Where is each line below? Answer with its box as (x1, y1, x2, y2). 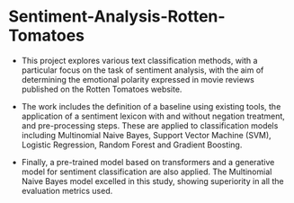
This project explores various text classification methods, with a (21, 55, 258, 66)
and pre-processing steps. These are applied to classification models (21, 119, 279, 131)
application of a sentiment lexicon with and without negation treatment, (21, 110, 285, 121)
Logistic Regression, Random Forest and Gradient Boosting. (21, 139, 243, 150)
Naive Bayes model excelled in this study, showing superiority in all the (21, 175, 284, 186)
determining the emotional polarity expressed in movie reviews (21, 74, 255, 84)
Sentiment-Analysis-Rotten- (8, 6, 226, 27)
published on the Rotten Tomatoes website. (21, 84, 183, 94)
